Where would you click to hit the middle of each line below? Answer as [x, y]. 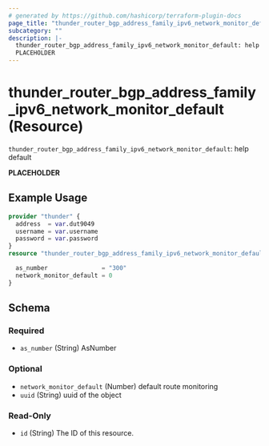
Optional [25, 369]
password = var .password [57, 239]
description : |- [35, 38]
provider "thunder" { [44, 216]
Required [26, 331]
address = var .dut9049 [55, 224]
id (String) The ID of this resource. [77, 432]
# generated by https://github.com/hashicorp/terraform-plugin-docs [125, 16]
